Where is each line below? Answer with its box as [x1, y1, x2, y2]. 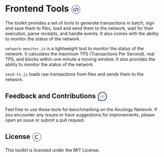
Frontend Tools [5, 3, 69, 14]
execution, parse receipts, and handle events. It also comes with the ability [5, 30, 159, 36]
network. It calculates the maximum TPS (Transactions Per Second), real [5, 51, 155, 57]
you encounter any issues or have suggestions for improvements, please [5, 112, 155, 118]
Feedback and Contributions [5, 91, 96, 100]
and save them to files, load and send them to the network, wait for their [5, 25, 154, 31]
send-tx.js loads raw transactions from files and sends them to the [5, 71, 144, 77]
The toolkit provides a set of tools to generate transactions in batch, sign [5, 20, 155, 26]
